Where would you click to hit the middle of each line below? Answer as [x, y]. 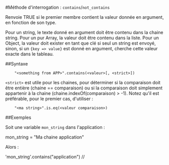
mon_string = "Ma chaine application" [45, 137]
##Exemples [18, 117]
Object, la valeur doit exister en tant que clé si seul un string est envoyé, [81, 43]
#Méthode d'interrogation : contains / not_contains [58, 7]
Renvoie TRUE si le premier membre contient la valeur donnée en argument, [84, 17]
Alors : [12, 147]
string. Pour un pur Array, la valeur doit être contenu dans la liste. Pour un [82, 38]
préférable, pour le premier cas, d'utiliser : [49, 99]
